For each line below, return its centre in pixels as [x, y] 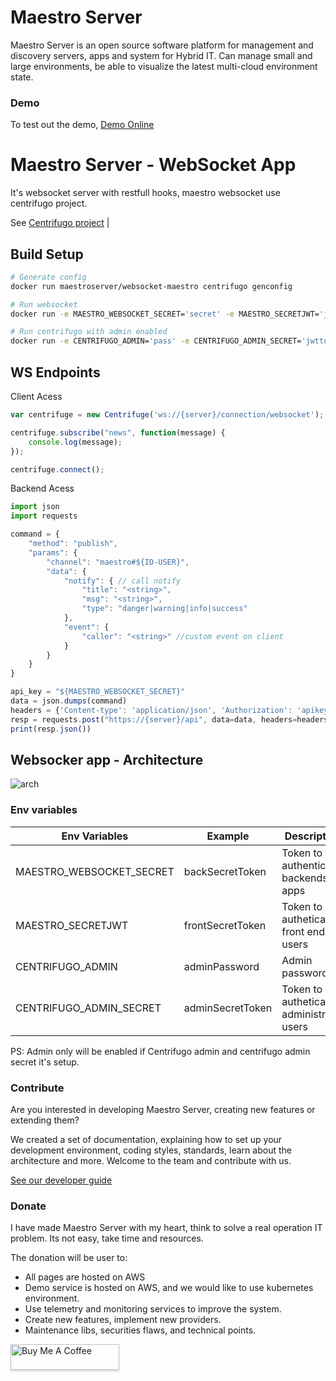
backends [304, 878]
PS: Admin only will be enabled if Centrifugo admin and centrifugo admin [160, 1051]
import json [35, 507]
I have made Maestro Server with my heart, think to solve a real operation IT [166, 1228]
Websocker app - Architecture [107, 759]
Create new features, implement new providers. [123, 1320]
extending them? [45, 1120]
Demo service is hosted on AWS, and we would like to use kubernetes [169, 1288]
